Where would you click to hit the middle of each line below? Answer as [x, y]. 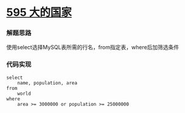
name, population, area [47, 83]
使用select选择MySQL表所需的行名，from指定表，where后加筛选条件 [93, 47]
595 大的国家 [39, 12]
